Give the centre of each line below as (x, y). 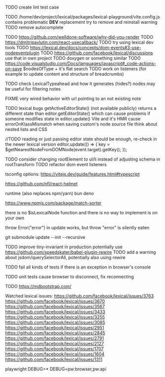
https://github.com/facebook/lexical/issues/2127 (55, 343)
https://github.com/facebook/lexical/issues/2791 (55, 338)
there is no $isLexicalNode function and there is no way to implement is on (81, 213)
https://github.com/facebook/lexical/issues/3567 (55, 306)
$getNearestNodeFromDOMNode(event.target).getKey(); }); (66, 149)
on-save (14, 69)
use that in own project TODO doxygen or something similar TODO (73, 58)
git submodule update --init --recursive (45, 237)
